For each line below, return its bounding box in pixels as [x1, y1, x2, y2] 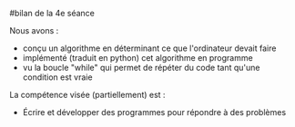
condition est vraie [22, 72, 93, 83]
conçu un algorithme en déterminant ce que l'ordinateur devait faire [22, 43, 277, 54]
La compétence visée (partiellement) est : [9, 90, 166, 100]
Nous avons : [9, 25, 59, 35]
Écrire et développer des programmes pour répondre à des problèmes [22, 107, 287, 117]
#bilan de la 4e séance [9, 8, 96, 18]
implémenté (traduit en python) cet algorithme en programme [22, 53, 253, 63]
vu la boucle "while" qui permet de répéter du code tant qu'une [22, 63, 260, 73]
